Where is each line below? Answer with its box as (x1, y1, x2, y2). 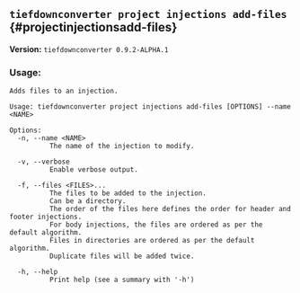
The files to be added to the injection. (49, 189, 207, 198)
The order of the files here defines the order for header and (49, 205, 292, 214)
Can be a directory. (49, 197, 127, 206)
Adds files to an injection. (9, 86, 119, 96)
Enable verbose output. (49, 165, 139, 174)
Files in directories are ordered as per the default (49, 236, 255, 245)
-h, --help (17, 268, 58, 277)
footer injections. (9, 212, 83, 222)
